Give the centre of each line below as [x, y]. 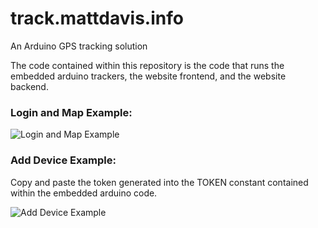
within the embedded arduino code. [84, 193]
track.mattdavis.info [97, 18]
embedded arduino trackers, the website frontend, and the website [148, 76]
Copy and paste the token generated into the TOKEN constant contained [159, 182]
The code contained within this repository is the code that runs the [147, 65]
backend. [29, 86]
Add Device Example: [63, 160]
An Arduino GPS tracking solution [79, 46]
